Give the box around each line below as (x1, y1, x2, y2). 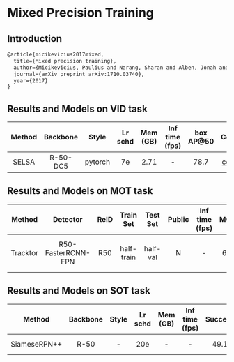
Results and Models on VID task (7, 103, 148, 114)
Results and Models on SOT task (7, 285, 151, 297)
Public (167, 214, 189, 224)
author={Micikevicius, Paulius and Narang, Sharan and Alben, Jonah (13, 64, 217, 71)
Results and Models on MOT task (7, 185, 153, 197)
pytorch (84, 157, 110, 167)
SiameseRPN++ (10, 339, 63, 349)
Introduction (7, 33, 63, 45)
